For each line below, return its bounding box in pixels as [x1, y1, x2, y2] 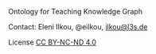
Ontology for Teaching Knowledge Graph [8, 7, 143, 16]
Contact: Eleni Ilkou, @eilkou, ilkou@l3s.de [8, 22, 148, 31]
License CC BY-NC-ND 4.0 [8, 37, 97, 47]
